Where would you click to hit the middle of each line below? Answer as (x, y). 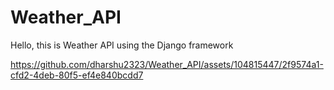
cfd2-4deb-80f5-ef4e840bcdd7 (77, 75)
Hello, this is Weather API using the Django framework (122, 45)
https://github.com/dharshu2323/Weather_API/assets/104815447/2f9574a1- (167, 64)
